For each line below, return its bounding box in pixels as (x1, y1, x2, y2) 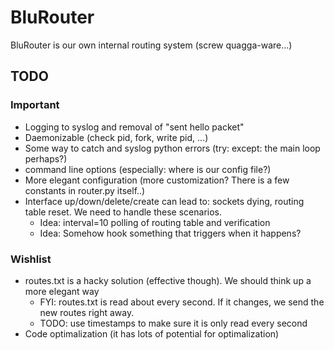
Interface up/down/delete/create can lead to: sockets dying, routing (24, 195, 305, 207)
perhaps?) (24, 152, 68, 165)
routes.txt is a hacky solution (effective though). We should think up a (24, 274, 312, 286)
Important (10, 98, 60, 112)
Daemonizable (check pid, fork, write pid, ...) (24, 131, 209, 143)
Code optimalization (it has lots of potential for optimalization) (24, 327, 280, 340)
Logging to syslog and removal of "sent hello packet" (24, 121, 245, 133)
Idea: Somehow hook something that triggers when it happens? (39, 227, 302, 239)
